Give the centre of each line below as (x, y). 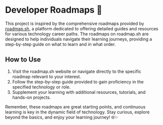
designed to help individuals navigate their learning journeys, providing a (79, 39)
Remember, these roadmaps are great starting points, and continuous (75, 106)
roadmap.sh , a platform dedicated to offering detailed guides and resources (82, 28)
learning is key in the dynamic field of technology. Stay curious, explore (77, 112)
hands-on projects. (31, 97)
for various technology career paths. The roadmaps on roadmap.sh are (77, 34)
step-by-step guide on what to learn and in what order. (61, 44)
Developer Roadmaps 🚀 (54, 10)
